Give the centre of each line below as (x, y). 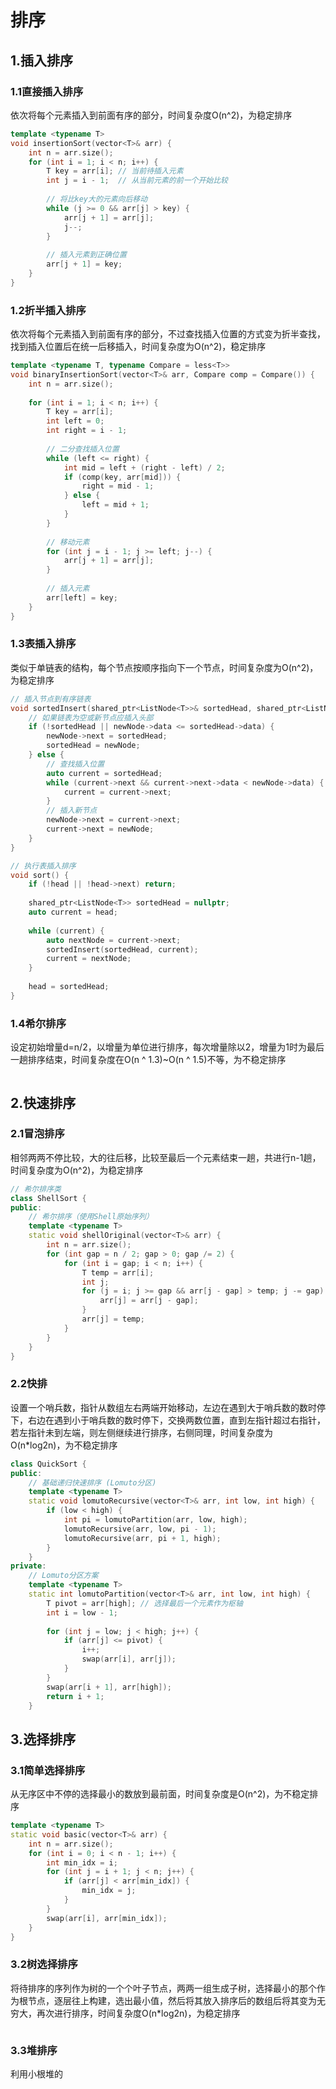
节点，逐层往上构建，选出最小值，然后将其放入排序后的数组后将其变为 (172, 2000)
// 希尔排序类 (36, 1189)
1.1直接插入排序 (47, 91)
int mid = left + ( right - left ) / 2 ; (144, 467)
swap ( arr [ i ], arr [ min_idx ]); (107, 1918)
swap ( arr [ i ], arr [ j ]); (129, 1659)
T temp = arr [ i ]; (118, 1272)
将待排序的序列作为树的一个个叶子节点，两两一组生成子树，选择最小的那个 (163, 1988)
